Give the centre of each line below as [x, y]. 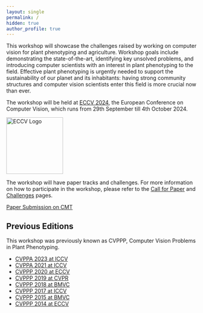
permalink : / [23, 18]
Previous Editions [40, 226]
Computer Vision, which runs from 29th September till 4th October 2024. [97, 109]
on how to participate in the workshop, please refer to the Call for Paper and [101, 189]
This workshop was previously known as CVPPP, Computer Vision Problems [101, 241]
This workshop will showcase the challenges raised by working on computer [101, 46]
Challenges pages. [30, 195]
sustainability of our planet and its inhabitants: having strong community [96, 78]
